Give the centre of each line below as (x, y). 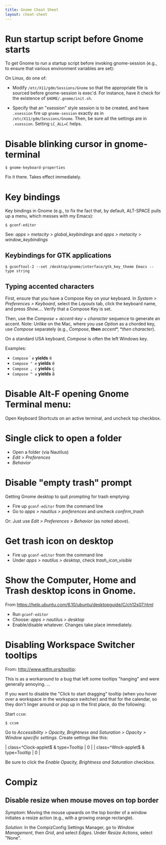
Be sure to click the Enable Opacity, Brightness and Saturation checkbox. (80, 762)
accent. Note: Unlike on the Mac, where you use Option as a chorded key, (80, 324)
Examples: (16, 348)
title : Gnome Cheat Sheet (32, 10)
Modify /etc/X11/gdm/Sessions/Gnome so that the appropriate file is (80, 88)
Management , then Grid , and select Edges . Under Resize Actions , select (79, 833)
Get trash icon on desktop (59, 541)
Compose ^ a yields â (33, 374)
